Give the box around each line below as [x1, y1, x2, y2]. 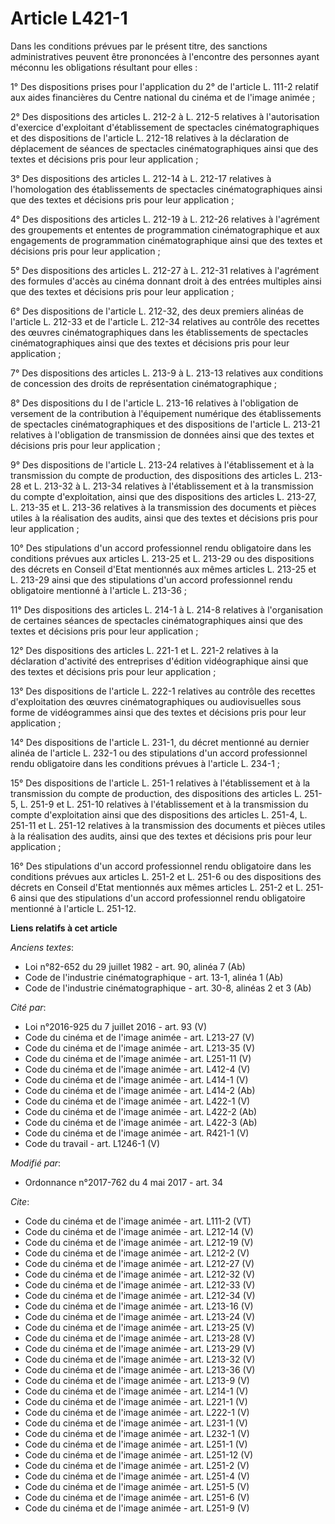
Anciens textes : [10, 941, 75, 953]
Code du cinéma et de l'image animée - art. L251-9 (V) [24, 1502, 250, 1514]
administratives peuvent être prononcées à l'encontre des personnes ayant [10, 50, 320, 62]
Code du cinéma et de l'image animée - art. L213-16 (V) [24, 1300, 254, 1312]
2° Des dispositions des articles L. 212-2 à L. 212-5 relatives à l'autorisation [10, 110, 320, 122]
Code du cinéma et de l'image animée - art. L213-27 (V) [24, 1031, 255, 1043]
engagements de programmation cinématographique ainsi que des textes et [10, 234, 323, 246]
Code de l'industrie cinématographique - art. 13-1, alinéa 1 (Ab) [24, 971, 284, 983]
